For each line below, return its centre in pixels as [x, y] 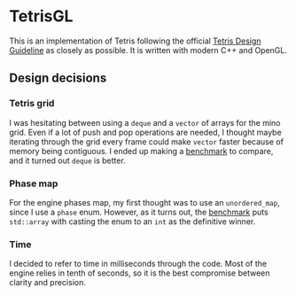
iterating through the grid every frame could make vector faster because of [146, 141]
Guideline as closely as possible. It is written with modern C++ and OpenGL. [148, 50]
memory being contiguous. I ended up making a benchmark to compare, [141, 151]
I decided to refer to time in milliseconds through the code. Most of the [138, 264]
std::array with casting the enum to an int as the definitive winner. [132, 221]
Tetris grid [32, 104]
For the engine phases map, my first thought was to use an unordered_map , [145, 202]
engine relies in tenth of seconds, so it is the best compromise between [140, 273]
